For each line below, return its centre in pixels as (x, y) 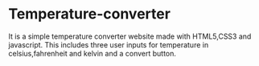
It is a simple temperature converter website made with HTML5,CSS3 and (130, 36)
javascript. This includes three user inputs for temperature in (109, 44)
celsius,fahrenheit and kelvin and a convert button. (92, 53)
